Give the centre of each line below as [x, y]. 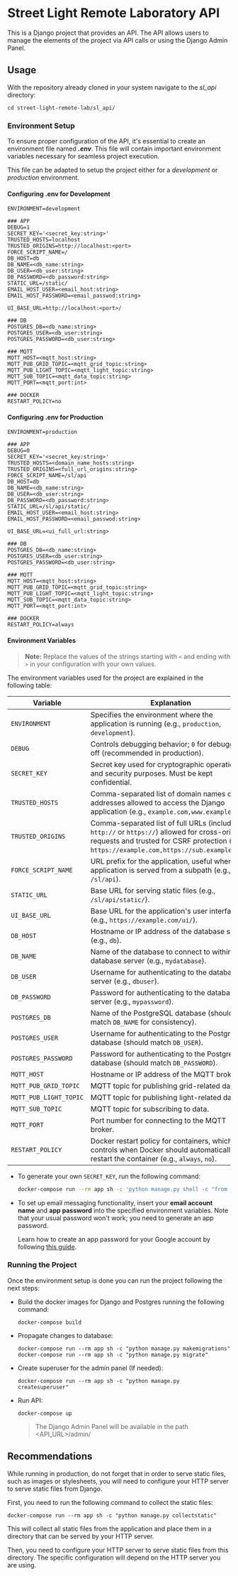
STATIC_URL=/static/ [38, 283]
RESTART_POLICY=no [34, 402]
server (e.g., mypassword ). [132, 1001]
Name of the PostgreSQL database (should [162, 1013]
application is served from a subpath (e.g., [161, 870]
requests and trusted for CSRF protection [159, 841]
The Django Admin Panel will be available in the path [112, 1426]
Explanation [170, 702]
